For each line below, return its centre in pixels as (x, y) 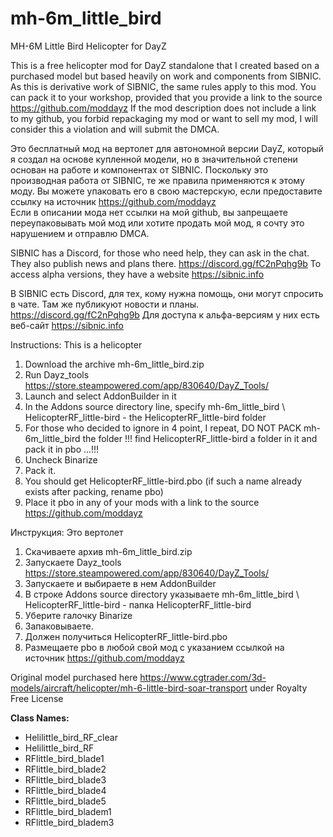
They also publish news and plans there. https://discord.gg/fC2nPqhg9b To (166, 263)
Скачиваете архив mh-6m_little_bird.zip (108, 551)
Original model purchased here (74, 677)
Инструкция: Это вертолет (67, 532)
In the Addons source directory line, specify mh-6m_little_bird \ (155, 406)
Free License (37, 698)
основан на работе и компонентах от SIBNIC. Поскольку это (139, 169)
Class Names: (40, 718)
